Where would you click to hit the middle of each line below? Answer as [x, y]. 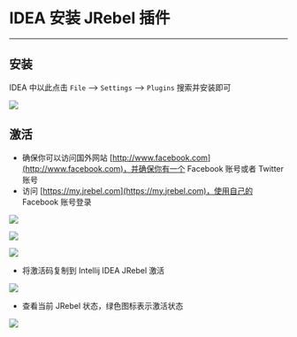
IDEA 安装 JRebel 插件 [90, 18]
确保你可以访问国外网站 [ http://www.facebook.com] [116, 157]
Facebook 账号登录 [57, 202]
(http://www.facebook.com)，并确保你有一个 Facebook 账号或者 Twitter [153, 168]
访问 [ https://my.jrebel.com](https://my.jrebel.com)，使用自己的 [137, 190]
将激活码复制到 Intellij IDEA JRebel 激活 [93, 270]
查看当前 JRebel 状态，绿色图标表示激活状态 [103, 305]
